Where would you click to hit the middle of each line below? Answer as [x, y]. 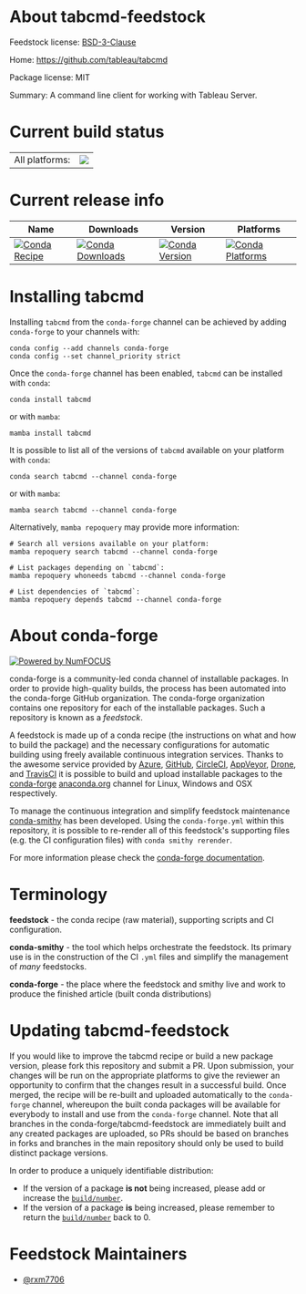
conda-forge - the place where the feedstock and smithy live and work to [148, 984]
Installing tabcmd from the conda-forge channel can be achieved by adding [148, 322]
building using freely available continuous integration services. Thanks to [147, 754]
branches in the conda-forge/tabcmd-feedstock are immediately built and [148, 1123]
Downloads [113, 229]
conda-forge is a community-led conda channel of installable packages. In [149, 678]
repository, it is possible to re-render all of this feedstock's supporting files [149, 830]
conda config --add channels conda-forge [89, 348]
